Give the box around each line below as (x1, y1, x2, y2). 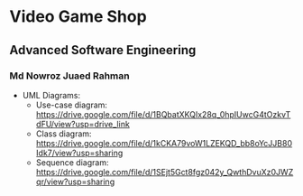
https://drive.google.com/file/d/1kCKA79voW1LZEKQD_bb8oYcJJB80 (35, 137, 293, 148)
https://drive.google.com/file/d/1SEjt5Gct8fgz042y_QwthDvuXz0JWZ (35, 166, 294, 177)
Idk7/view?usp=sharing (35, 147, 124, 158)
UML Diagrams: (22, 89, 81, 100)
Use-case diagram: (35, 99, 108, 110)
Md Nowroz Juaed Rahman (9, 70, 130, 82)
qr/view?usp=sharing (35, 176, 115, 187)
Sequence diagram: (35, 156, 109, 168)
